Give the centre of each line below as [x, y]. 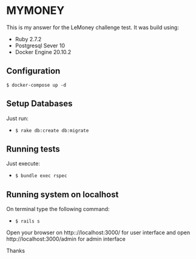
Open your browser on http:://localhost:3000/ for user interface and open [98, 233]
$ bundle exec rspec [41, 176]
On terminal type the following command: [58, 209]
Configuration [33, 71]
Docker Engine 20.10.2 [43, 52]
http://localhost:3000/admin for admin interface [66, 239]
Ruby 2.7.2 [28, 39]
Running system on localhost [63, 194]
